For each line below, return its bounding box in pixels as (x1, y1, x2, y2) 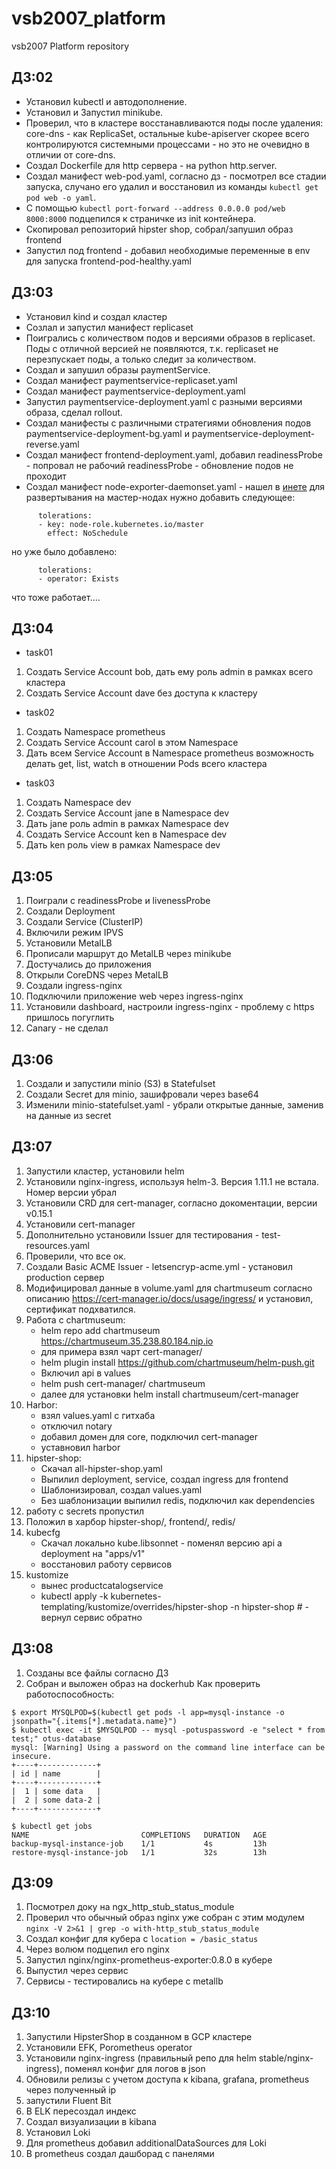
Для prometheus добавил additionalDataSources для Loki (25, 2137, 267, 2149)
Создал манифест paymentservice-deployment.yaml (25, 385, 246, 397)
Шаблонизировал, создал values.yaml (40, 1483, 203, 1496)
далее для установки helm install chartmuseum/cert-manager (40, 1388, 299, 1400)
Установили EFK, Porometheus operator (25, 2042, 193, 2054)
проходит (25, 470, 67, 482)
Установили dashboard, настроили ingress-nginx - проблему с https (25, 1001, 315, 1013)
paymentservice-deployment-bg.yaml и (25, 427, 190, 439)
